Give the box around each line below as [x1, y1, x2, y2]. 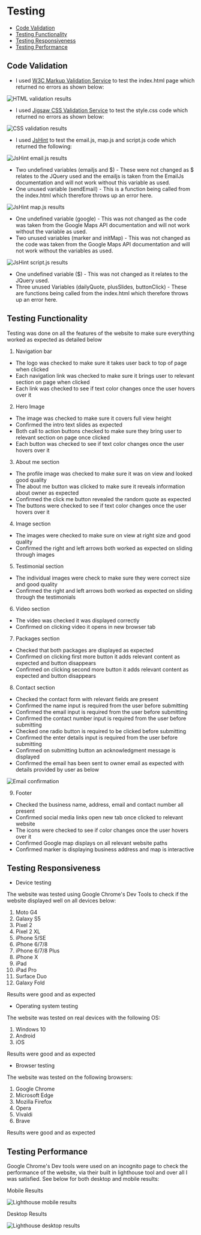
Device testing [15, 879, 52, 886]
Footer [15, 789, 32, 796]
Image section [15, 520, 51, 527]
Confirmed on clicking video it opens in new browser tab [15, 623, 156, 630]
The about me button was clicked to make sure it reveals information [15, 483, 185, 490]
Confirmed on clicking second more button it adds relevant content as [15, 666, 189, 673]
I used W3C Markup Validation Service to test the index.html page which [15, 77, 195, 84]
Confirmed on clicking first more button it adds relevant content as [15, 652, 181, 660]
